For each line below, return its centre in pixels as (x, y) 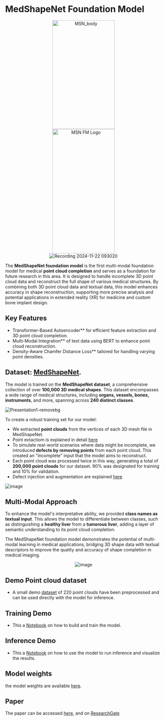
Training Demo (28, 613)
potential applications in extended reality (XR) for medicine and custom (78, 297)
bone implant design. (27, 302)
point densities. (28, 357)
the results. (24, 658)
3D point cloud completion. (40, 335)
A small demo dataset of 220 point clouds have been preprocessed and (86, 592)
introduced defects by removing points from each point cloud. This (82, 450)
